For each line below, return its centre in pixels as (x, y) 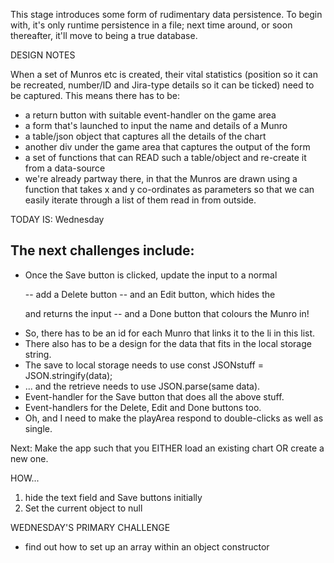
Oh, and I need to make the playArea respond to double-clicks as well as (174, 418)
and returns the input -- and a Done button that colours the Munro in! (167, 313)
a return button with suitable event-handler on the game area (150, 115)
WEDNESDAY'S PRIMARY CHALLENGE (90, 527)
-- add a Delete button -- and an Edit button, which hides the (150, 294)
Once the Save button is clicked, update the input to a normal (151, 275)
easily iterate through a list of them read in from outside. (140, 200)
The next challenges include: (102, 250)
